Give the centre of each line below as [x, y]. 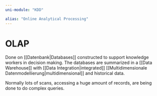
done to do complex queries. [35, 88]
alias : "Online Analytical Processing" [47, 19]
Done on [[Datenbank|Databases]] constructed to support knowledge [77, 57]
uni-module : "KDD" [24, 10]
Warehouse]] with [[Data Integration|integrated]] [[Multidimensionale [76, 68]
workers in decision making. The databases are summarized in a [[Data [79, 62]
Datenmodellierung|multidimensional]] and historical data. [65, 73]
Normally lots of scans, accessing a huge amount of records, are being [78, 83]
